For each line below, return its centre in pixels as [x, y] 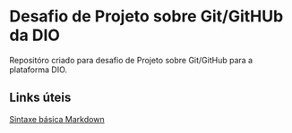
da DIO [35, 35]
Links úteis [40, 98]
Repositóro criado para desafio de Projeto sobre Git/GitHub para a [131, 60]
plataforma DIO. [39, 70]
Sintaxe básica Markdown [57, 119]
